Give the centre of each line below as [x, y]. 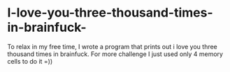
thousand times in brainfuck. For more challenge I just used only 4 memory [115, 54]
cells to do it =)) [30, 61]
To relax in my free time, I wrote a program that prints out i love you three [113, 46]
